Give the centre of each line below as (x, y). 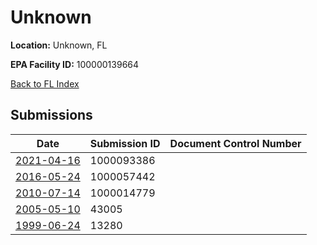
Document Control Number (235, 143)
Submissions (51, 115)
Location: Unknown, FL (59, 45)
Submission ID (125, 143)
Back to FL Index (45, 83)
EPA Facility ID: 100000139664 (75, 64)
